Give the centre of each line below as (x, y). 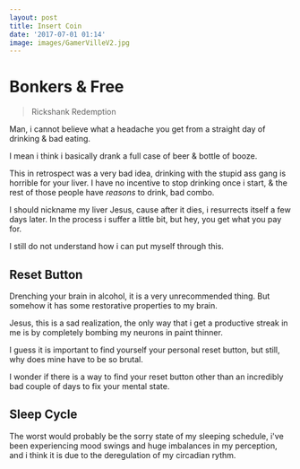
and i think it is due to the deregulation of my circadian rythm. (123, 455)
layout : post (34, 17)
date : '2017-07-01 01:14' (57, 34)
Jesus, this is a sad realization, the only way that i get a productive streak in (149, 323)
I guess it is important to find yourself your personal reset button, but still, (145, 350)
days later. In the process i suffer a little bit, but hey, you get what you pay (146, 220)
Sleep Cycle (43, 415)
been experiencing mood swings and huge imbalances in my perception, (143, 446)
